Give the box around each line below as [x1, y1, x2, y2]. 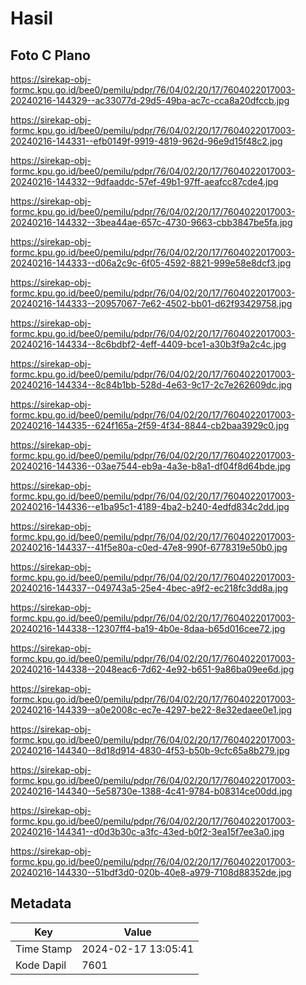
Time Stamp [15, 942, 73, 956]
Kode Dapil [15, 958, 67, 972]
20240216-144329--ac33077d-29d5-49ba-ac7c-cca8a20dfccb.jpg [10, 95, 290, 106]
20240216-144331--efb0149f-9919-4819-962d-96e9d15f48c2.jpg [10, 135, 283, 147]
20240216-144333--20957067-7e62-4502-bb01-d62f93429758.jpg [10, 298, 293, 309]
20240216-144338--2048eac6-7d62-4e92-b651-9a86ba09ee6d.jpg [10, 663, 295, 675]
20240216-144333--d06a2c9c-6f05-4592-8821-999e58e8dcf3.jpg [10, 257, 292, 269]
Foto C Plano [10, 47, 91, 64]
